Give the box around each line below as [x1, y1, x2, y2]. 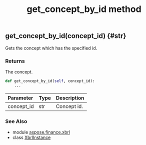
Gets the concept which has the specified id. [5, 45, 97, 51]
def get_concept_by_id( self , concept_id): [5, 78, 95, 83]
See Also [5, 117, 27, 124]
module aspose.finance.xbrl [12, 129, 70, 135]
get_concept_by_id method [26, 3, 141, 15]
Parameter [7, 94, 33, 101]
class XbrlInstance [12, 134, 51, 140]
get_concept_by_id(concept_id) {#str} [5, 31, 126, 40]
